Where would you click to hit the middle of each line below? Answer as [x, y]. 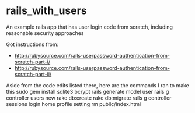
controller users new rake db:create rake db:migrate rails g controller [89, 98]
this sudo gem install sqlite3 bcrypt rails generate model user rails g [88, 91]
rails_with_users [46, 11]
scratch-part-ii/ [33, 74]
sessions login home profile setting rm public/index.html [74, 104]
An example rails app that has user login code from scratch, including [90, 27]
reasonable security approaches [45, 33]
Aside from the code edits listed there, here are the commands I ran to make [98, 85]
